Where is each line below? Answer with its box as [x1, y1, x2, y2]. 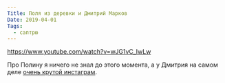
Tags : [7, 22, 23, 29]
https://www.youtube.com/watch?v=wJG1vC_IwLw [7, 48, 151, 56]
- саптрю [13, 29, 39, 36]
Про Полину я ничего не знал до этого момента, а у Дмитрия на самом [7, 61, 218, 69]
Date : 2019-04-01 [7, 16, 57, 23]
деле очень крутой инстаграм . [7, 68, 98, 76]
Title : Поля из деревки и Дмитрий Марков [7, 10, 128, 17]
